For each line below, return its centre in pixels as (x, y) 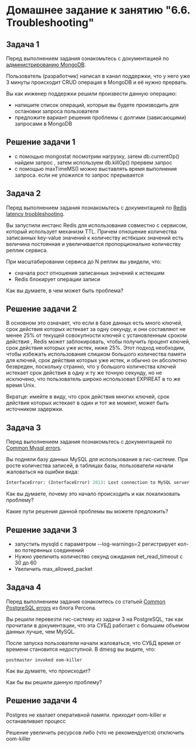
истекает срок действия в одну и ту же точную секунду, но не (84, 373)
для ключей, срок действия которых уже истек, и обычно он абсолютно (97, 360)
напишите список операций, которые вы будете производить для (97, 105)
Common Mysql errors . (34, 448)
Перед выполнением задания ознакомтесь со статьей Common (86, 601)
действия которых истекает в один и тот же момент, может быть (87, 403)
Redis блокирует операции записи (57, 279)
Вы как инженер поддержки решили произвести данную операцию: (92, 94)
